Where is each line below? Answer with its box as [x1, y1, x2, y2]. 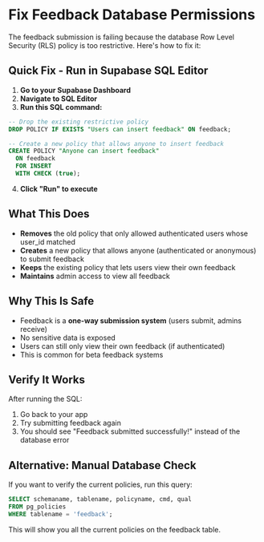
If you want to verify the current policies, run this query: [8, 479, 193, 490]
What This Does [8, 207, 90, 221]
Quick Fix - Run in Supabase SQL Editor [8, 64, 209, 78]
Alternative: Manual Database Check [8, 459, 197, 472]
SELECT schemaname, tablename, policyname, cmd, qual [8, 495, 193, 504]
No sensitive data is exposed [19, 333, 116, 342]
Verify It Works [8, 373, 86, 386]
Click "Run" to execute [19, 184, 98, 193]
